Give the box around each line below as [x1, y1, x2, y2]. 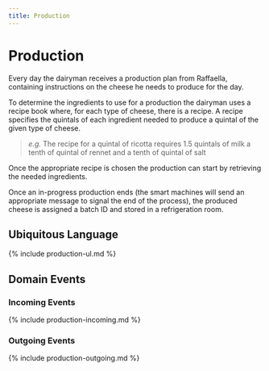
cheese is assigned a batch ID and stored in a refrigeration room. [8, 204, 224, 214]
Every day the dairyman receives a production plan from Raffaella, [8, 73, 228, 83]
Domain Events [8, 272, 86, 286]
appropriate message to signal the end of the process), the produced [8, 195, 238, 206]
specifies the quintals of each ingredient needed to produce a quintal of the [8, 115, 259, 124]
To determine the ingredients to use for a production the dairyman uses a [8, 98, 251, 107]
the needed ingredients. [8, 171, 88, 181]
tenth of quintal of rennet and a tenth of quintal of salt [27, 147, 207, 157]
